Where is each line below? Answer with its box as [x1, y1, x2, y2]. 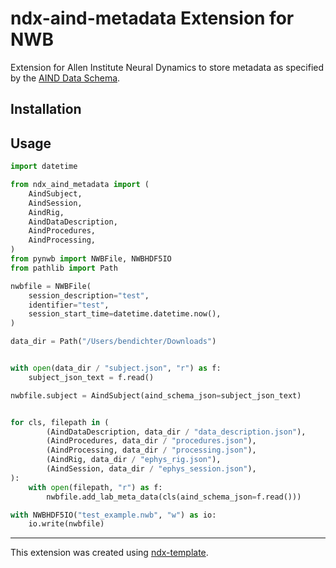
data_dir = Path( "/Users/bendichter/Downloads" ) [10, 337, 217, 347]
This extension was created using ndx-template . [10, 547, 209, 559]
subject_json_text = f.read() [28, 372, 155, 382]
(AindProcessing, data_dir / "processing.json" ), [46, 445, 257, 456]
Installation [10, 101, 82, 118]
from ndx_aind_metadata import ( [10, 180, 150, 190]
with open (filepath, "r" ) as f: [28, 482, 163, 492]
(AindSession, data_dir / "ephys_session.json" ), [46, 464, 257, 474]
